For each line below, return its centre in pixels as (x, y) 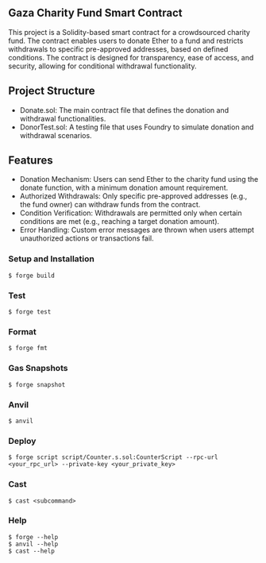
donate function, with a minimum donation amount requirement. (124, 188)
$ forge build (32, 276)
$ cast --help (32, 551)
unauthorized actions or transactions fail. (87, 238)
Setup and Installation (52, 259)
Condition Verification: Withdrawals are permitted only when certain (131, 213)
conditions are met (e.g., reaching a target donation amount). (120, 222)
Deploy (22, 441)
